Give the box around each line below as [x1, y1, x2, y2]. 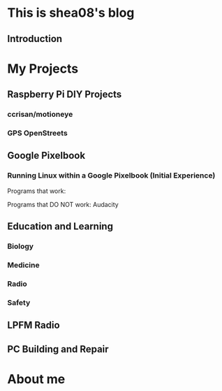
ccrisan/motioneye [7, 110, 73, 120]
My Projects [7, 61, 79, 76]
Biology [7, 241, 34, 251]
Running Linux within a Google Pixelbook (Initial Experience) [7, 171, 216, 180]
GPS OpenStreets [7, 128, 68, 138]
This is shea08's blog [7, 5, 135, 21]
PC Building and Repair [7, 343, 110, 355]
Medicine [7, 260, 40, 270]
